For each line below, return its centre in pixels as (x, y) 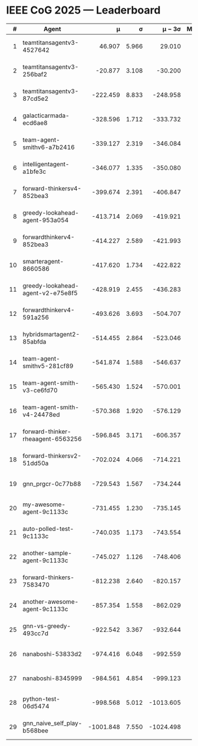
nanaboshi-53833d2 (52, 653)
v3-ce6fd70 (40, 390)
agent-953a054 (46, 220)
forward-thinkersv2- (52, 455)
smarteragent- (43, 261)
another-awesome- (51, 602)
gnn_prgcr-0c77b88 (52, 484)
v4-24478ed (41, 414)
